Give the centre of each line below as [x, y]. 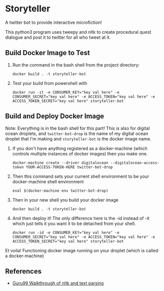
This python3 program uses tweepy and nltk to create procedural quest [78, 32]
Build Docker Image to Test [48, 53]
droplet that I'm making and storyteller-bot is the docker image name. [78, 139]
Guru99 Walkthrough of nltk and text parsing [58, 283]
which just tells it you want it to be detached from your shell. [74, 223]
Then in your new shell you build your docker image [65, 200]
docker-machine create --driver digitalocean [60, 163]
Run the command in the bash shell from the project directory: [76, 65]
